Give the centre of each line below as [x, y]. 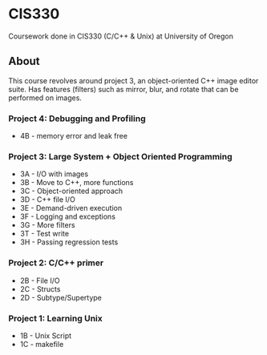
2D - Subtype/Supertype [61, 297]
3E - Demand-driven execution [71, 208]
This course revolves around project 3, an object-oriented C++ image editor [133, 80]
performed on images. [45, 98]
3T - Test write [44, 234]
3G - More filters [47, 225]
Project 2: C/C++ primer [56, 263]
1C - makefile [42, 344]
